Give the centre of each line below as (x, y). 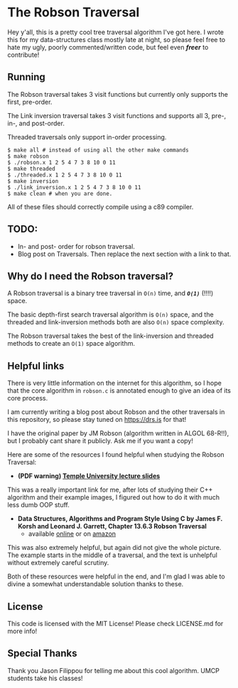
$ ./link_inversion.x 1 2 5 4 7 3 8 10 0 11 (74, 187)
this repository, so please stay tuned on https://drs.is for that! (97, 420)
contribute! (23, 55)
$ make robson (28, 156)
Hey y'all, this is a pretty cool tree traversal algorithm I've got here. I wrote (116, 32)
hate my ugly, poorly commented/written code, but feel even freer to (108, 47)
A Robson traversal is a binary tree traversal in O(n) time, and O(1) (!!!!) (110, 293)
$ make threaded (31, 169)
